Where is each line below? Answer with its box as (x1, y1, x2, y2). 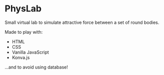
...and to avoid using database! (4, 64, 68, 70)
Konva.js (11, 54, 30, 60)
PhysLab (4, 3, 42, 14)
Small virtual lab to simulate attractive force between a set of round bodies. (4, 19, 159, 25)
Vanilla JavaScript (11, 49, 49, 55)
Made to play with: (4, 29, 43, 35)
